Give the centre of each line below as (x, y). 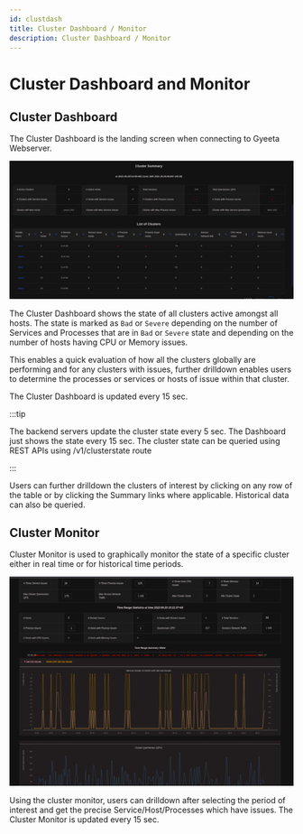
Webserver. (31, 148)
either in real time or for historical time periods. (96, 564)
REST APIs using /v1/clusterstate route (81, 450)
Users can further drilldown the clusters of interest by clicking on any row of (151, 485)
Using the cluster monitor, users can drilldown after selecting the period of (147, 800)
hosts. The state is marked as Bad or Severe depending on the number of (143, 323)
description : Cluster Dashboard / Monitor (90, 38)
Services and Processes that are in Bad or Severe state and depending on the (151, 332)
